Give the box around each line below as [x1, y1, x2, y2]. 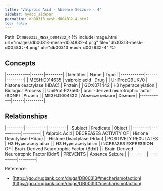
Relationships [5, 112, 48, 120]
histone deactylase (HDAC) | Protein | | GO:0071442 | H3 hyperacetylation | [5, 82, 158, 88]
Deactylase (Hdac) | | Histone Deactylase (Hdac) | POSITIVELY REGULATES [5, 135, 158, 141]
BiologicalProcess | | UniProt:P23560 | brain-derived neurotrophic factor [5, 88, 151, 94]
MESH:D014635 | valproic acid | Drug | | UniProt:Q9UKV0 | [29, 77, 148, 83]
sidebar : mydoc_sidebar [5, 12, 54, 17]
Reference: [5, 166, 27, 171]
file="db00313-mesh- [99, 40, 143, 46]
